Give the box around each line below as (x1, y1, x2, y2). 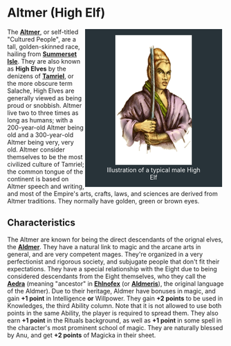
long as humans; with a (7, 116, 73, 124)
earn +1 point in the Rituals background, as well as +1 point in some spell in (7, 316, 222, 325)
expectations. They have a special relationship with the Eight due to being (7, 264, 218, 273)
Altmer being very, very (7, 138, 74, 146)
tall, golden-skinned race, (7, 42, 81, 51)
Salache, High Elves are (7, 86, 75, 95)
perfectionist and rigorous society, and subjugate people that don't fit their (7, 257, 220, 266)
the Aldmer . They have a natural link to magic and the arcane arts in (7, 242, 201, 251)
